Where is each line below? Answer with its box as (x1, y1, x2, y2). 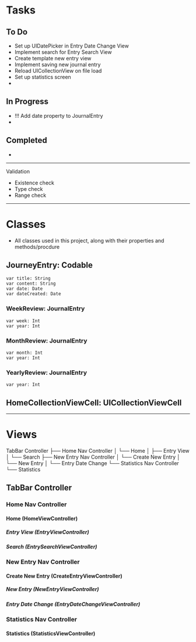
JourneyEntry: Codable (6, 260, 93, 270)
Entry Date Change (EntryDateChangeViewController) (6, 600, 141, 607)
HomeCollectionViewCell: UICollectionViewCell (6, 398, 182, 408)
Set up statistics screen (14, 74, 71, 80)
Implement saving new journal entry (14, 61, 101, 68)
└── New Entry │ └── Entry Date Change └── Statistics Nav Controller (6, 460, 179, 467)
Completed (6, 135, 48, 145)
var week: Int (6, 317, 41, 324)
